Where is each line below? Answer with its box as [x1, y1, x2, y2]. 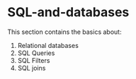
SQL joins [17, 63, 46, 72]
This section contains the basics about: [7, 28, 122, 36]
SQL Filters [17, 56, 50, 64]
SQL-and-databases [7, 4, 130, 20]
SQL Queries [17, 49, 55, 57]
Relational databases [17, 41, 79, 49]
